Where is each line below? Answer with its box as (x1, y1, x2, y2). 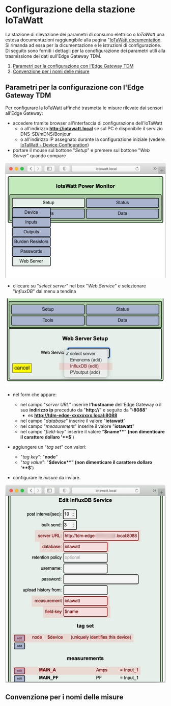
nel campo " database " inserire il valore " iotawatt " (20, 418, 126, 424)
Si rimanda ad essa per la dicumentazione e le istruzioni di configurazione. (5, 42, 162, 48)
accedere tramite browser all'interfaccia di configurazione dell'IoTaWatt (12, 120, 163, 126)
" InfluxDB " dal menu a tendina (12, 288, 76, 295)
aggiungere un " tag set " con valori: (12, 444, 87, 450)
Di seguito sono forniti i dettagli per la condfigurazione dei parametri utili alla (5, 47, 165, 54)
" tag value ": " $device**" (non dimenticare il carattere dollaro (20, 459, 153, 466)
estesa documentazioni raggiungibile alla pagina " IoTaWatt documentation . (5, 37, 162, 43)
